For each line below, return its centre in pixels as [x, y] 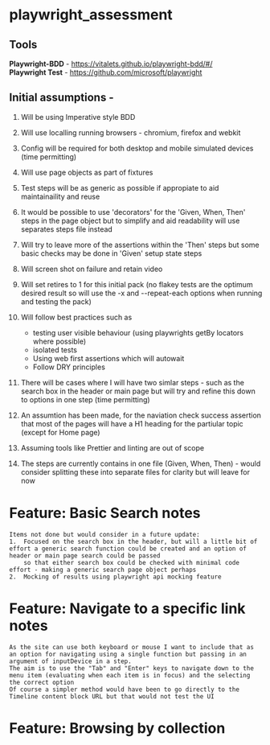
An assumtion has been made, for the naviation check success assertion [141, 415]
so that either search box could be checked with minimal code [132, 562]
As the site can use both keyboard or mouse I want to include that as [131, 647]
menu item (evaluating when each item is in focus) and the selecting [130, 675]
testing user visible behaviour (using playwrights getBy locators [138, 332]
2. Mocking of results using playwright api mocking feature [115, 577]
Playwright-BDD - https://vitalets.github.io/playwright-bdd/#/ [111, 64]
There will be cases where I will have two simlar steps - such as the [132, 382]
